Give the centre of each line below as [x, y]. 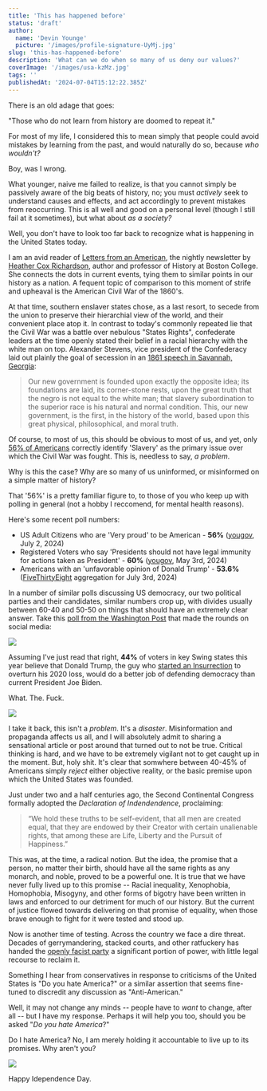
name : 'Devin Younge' [51, 38]
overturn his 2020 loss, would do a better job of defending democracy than [132, 674]
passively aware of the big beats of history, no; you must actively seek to [128, 192]
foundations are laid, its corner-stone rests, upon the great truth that [140, 390]
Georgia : [22, 366]
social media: [30, 626]
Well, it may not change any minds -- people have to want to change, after [130, 1007]
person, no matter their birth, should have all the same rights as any [119, 868]
